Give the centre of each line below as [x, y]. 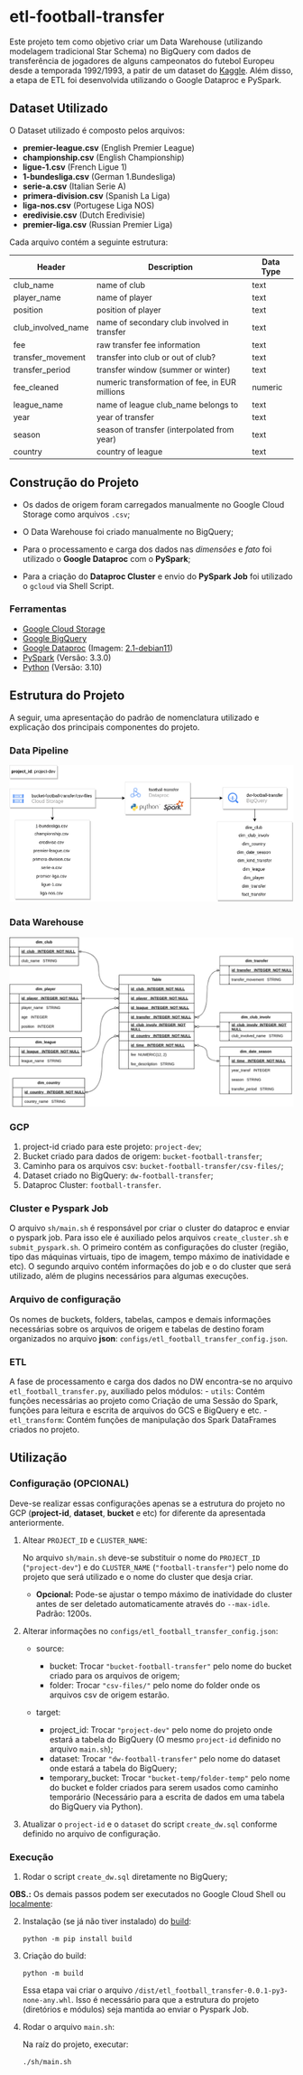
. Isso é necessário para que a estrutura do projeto [165, 1999]
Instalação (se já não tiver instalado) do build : [107, 1921]
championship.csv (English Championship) [103, 157]
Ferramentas [38, 609]
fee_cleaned [36, 387]
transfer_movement [49, 357]
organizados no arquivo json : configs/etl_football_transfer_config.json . [149, 1338]
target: [48, 1712]
